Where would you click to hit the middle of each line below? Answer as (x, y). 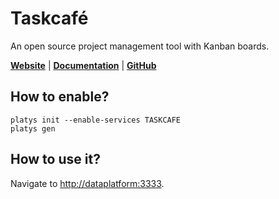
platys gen (33, 128)
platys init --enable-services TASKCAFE (96, 120)
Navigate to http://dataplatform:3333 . (87, 183)
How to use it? (55, 159)
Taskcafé (49, 18)
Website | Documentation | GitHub (83, 65)
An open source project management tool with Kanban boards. (140, 46)
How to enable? (60, 97)
